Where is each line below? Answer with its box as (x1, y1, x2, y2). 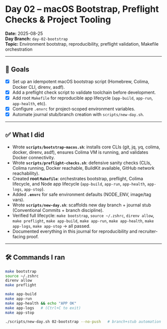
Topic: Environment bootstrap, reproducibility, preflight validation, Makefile (5, 41, 159, 47)
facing (12, 233, 26, 239)
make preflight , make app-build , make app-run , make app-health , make (12, 217, 154, 224)
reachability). (12, 170, 40, 176)
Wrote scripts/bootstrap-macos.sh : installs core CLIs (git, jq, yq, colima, (12, 144, 161, 150)
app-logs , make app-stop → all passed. (12, 223, 91, 229)
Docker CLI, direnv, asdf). (12, 84, 65, 90)
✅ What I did (5, 131, 45, 139)
